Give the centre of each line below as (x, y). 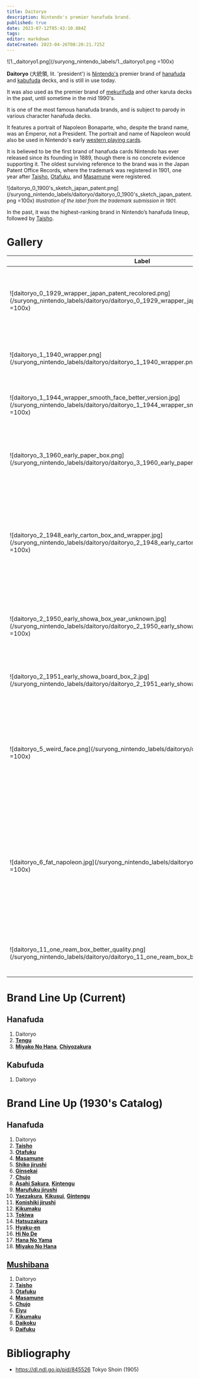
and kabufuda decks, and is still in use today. (61, 80)
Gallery (25, 242)
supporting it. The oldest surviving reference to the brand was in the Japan (98, 164)
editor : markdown (28, 39)
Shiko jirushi (31, 1164)
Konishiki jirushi (35, 1202)
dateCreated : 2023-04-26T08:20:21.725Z (56, 45)
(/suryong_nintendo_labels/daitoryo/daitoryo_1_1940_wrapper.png (103, 362)
